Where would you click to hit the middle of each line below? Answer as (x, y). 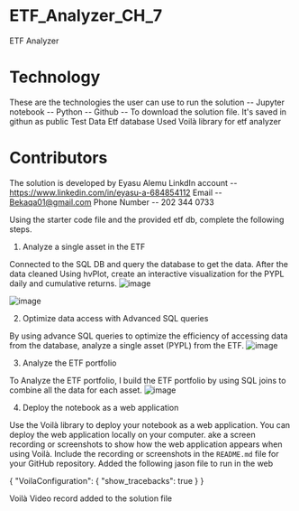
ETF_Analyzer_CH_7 (86, 16)
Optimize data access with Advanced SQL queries (115, 318)
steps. (21, 229)
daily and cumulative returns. (63, 283)
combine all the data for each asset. (76, 390)
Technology (55, 77)
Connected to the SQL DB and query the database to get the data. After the (149, 264)
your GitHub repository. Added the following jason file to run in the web (141, 463)
